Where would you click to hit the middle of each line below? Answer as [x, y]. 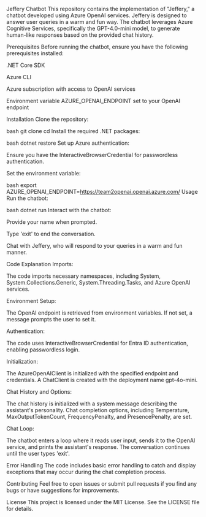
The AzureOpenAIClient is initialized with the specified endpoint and [93, 373]
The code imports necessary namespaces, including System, [84, 276]
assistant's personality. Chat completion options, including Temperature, [98, 410]
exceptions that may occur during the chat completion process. [86, 472]
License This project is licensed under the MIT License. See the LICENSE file [103, 502]
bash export [21, 185]
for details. [20, 509]
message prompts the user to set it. [51, 319]
